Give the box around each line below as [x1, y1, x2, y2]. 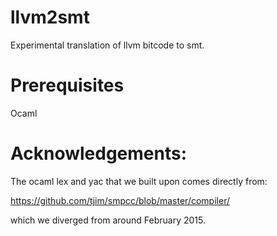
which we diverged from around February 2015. [10, 214, 207, 226]
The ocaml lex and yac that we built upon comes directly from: [10, 175, 268, 187]
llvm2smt [10, 6, 90, 29]
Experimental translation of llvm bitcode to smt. [10, 39, 205, 51]
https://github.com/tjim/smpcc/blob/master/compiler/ [10, 194, 230, 206]
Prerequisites [10, 74, 125, 97]
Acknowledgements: [10, 142, 188, 165]
